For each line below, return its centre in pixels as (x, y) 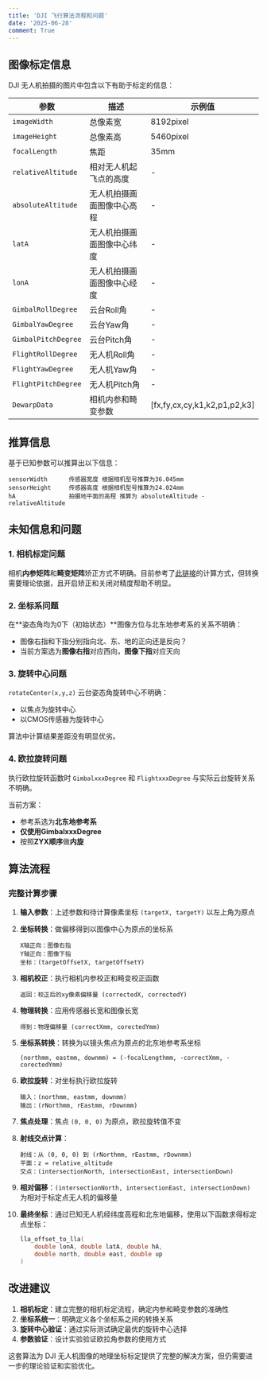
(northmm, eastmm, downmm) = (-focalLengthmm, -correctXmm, (121, 1058)
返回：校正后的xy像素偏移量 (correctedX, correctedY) (103, 995)
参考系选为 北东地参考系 (58, 821)
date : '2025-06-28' (41, 23)
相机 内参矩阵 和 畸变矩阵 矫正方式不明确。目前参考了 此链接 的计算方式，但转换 (133, 573)
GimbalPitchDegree (47, 340)
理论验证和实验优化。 (64, 1365)
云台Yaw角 (109, 325)
